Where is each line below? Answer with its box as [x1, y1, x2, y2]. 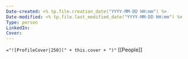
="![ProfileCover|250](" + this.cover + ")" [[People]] [6, 46, 143, 53]
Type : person [6, 19, 38, 25]
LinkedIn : [6, 25, 31, 31]
